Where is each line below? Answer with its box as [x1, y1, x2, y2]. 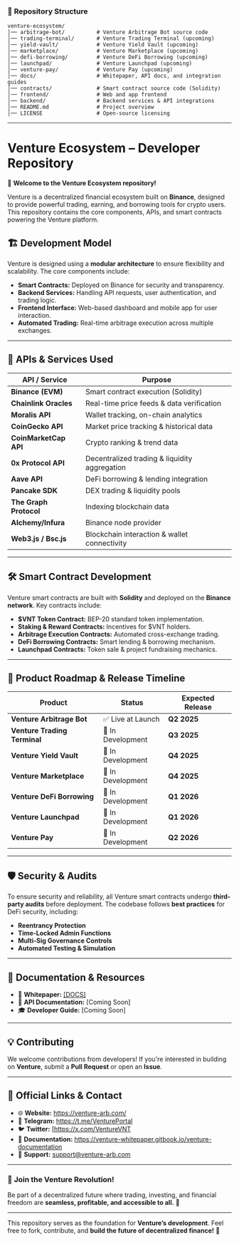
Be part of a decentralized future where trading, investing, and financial [7, 1191, 217, 1199]
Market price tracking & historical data [85, 421, 213, 431]
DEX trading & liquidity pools [85, 485, 181, 495]
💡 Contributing [7, 1036, 75, 1048]
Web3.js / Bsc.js [11, 534, 67, 544]
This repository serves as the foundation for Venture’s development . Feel [7, 1218, 224, 1228]
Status [120, 698, 144, 708]
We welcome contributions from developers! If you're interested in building [7, 1055, 227, 1063]
